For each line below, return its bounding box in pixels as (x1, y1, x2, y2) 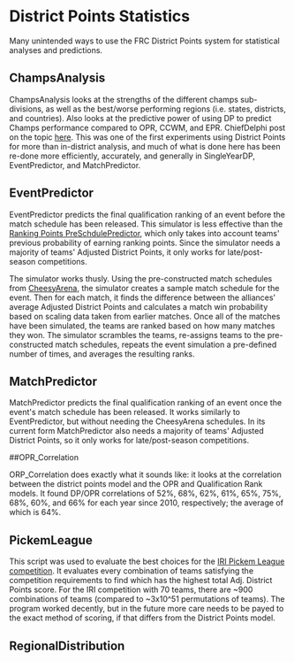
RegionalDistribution (9, 638, 125, 653)
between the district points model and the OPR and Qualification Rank (9, 479, 263, 489)
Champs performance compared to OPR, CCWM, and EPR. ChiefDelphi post (9, 122, 286, 133)
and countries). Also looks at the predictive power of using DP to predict (9, 112, 272, 123)
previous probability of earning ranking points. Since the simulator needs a (9, 237, 281, 248)
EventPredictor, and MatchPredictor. (9, 159, 141, 170)
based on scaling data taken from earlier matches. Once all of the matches (9, 311, 281, 321)
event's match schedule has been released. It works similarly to (9, 407, 241, 418)
